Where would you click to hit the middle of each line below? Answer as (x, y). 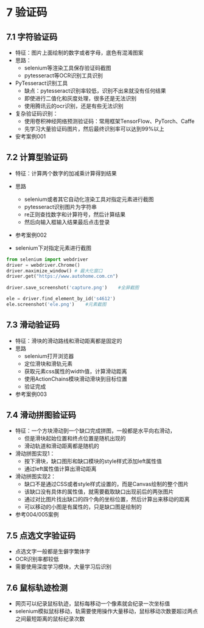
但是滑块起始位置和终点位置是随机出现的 (75, 439)
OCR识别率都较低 (37, 559)
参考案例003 (31, 394)
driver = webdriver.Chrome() (43, 265)
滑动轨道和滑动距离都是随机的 (62, 446)
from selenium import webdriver (47, 259)
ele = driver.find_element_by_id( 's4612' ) (61, 299)
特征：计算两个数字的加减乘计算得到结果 (66, 173)
